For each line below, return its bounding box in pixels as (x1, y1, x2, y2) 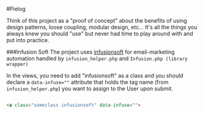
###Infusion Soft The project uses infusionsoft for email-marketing (6, 48, 175, 56)
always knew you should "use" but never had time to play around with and (6, 30, 194, 37)
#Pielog (6, 5, 26, 12)
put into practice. (6, 37, 50, 43)
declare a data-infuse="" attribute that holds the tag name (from (6, 79, 169, 86)
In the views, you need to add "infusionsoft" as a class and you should (6, 72, 183, 79)
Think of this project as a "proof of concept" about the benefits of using (6, 17, 188, 24)
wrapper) (6, 61, 29, 67)
